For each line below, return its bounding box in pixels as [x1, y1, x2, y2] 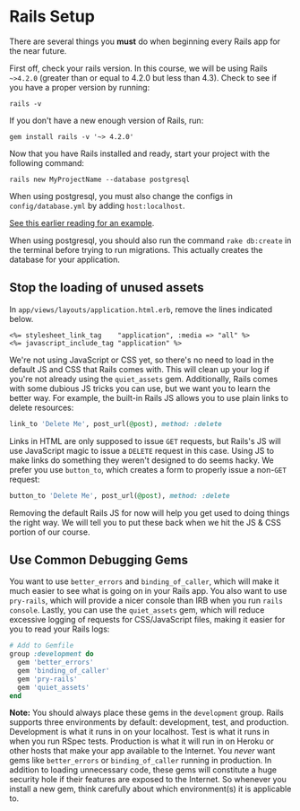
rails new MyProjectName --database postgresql [9, 175, 191, 184]
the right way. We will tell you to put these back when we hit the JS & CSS [9, 517, 282, 528]
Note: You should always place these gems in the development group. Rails [9, 707, 284, 719]
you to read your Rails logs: [9, 624, 110, 634]
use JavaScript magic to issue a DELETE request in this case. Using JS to [9, 445, 275, 456]
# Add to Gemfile [9, 641, 74, 650]
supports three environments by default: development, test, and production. [9, 717, 289, 728]
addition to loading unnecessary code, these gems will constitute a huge [9, 764, 278, 775]
